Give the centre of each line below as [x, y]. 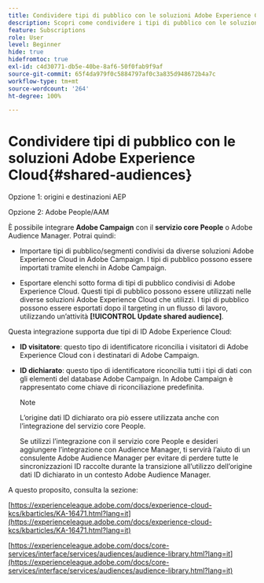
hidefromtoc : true [38, 60]
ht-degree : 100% [35, 96]
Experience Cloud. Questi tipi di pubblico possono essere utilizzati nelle [135, 291]
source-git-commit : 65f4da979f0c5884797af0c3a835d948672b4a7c [112, 74]
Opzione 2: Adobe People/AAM [59, 212]
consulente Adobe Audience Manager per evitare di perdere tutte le [129, 458]
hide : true [26, 52]
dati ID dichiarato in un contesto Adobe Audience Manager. [115, 475]
